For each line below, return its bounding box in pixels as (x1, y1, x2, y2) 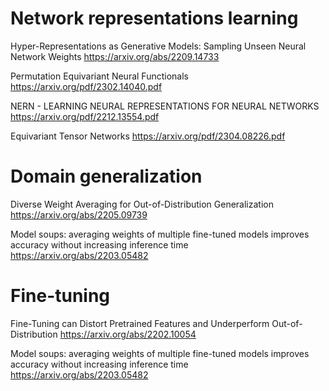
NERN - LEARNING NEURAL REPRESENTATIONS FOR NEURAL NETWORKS (10, 100, 320, 112)
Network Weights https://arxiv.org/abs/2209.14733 (10, 50, 220, 62)
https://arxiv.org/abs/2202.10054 (59, 328, 197, 340)
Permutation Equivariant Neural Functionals (10, 70, 189, 82)
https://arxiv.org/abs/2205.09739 (10, 208, 148, 221)
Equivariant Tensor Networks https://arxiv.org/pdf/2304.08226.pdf (10, 130, 286, 142)
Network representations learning (10, 7, 299, 30)
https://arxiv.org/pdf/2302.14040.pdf (10, 80, 163, 92)
